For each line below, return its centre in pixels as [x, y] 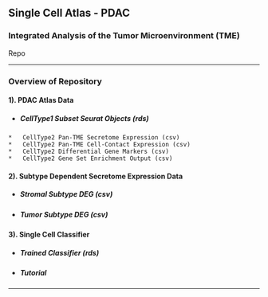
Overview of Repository [55, 81]
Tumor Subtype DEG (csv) [64, 214]
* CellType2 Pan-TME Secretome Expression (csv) [94, 138]
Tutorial [33, 273]
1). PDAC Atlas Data [41, 100]
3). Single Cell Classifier [49, 235]
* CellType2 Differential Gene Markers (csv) [89, 152]
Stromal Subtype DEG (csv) [66, 194]
